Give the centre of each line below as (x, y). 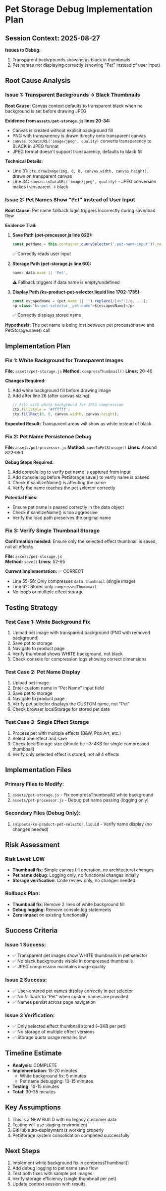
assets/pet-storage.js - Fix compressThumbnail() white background (83, 795)
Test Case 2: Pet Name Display (43, 672)
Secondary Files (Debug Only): (43, 813)
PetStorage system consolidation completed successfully (71, 1135)
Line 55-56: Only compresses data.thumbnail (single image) (74, 581)
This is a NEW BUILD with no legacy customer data (64, 1119)
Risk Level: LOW (25, 859)
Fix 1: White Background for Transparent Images (64, 360)
